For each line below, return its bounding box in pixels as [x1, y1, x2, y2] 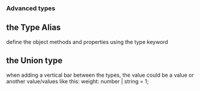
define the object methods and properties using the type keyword [6, 38, 169, 45]
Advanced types [6, 4, 56, 12]
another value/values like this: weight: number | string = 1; [6, 77, 149, 84]
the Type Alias [6, 23, 61, 33]
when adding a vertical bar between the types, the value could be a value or [6, 71, 194, 79]
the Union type [6, 55, 63, 66]
